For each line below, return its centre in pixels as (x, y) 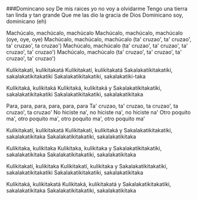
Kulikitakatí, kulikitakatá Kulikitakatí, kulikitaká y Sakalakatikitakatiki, (89, 130)
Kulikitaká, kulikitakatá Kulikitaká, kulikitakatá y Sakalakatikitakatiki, (89, 184)
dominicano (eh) (26, 21)
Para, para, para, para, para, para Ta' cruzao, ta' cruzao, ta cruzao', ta (92, 106)
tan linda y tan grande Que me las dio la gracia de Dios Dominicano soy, (95, 15)
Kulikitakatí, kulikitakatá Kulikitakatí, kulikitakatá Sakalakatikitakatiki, (90, 70)
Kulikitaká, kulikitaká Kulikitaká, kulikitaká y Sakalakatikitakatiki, (84, 88)
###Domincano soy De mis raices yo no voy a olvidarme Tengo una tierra (97, 9)
